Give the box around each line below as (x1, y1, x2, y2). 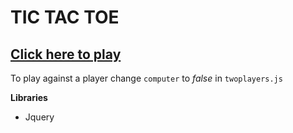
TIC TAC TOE (10, 6, 120, 29)
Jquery (24, 111, 55, 123)
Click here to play (10, 46, 122, 63)
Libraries (10, 92, 48, 103)
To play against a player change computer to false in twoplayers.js (10, 72, 283, 84)
